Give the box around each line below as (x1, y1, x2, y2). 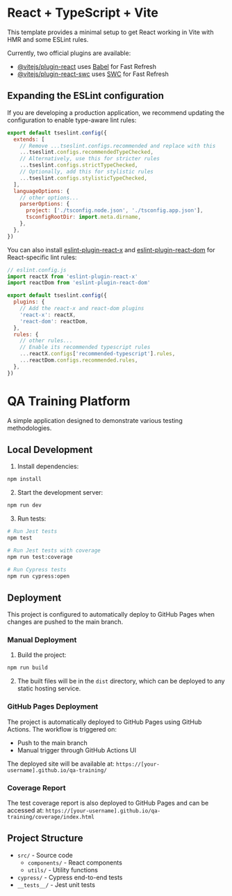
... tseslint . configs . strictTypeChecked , (19, 162, 138, 169)
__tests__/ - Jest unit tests (17, 880, 96, 889)
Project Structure (7, 833, 83, 844)
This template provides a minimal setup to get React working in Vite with (7, 28, 214, 36)
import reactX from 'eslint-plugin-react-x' (7, 273, 138, 280)
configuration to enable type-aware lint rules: (7, 116, 137, 124)
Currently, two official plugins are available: (7, 49, 131, 57)
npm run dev (7, 502, 42, 509)
